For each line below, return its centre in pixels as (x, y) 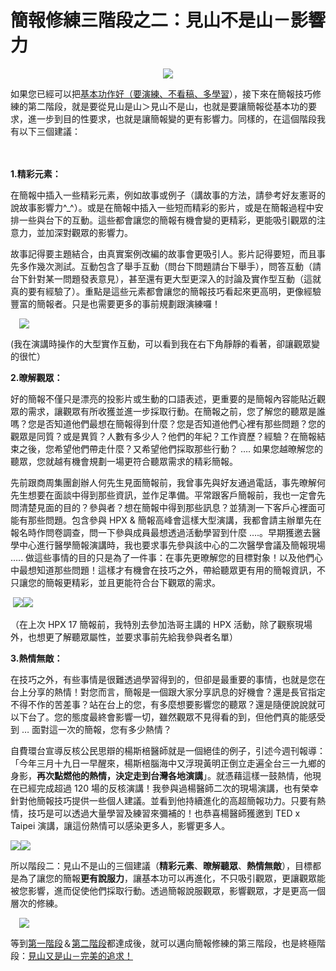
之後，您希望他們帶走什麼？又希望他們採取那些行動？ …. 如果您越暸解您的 (171, 448)
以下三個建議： (49, 131)
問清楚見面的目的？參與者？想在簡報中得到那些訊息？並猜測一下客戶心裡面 (163, 507)
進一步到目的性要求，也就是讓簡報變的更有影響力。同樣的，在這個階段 (172, 118)
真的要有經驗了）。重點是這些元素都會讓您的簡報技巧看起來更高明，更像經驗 (166, 291)
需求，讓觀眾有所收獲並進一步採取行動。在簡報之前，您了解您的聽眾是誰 (176, 411)
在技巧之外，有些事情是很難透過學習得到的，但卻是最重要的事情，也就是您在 (168, 679)
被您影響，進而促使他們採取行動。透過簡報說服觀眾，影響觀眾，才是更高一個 (168, 890)
